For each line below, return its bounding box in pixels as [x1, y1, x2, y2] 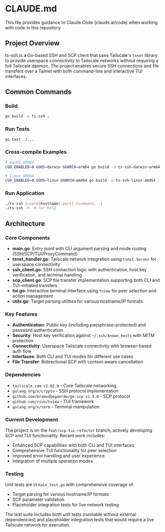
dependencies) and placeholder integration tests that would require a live [5, 517, 154, 523]
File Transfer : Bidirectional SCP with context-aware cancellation [12, 359, 143, 365]
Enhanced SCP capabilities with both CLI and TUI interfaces [12, 442, 134, 448]
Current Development [5, 416, 58, 423]
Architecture [5, 219, 45, 228]
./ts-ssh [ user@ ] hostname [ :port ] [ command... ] [5, 201, 103, 206]
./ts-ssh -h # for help [5, 205, 56, 211]
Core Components [5, 234, 50, 241]
